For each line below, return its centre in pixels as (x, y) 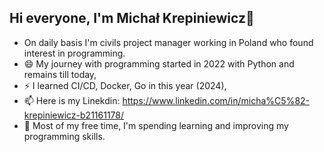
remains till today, (60, 74)
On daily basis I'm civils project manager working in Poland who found (168, 42)
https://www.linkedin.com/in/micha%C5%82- (216, 100)
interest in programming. (74, 53)
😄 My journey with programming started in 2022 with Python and (159, 63)
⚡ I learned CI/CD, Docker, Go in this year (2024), (125, 85)
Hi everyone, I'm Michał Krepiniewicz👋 (132, 18)
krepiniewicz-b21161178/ (74, 115)
